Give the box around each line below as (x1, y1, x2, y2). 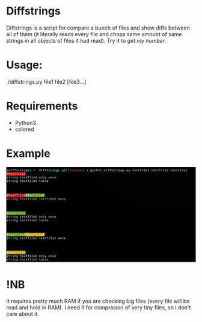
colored (14, 125, 34, 133)
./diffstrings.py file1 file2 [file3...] (6, 78, 87, 85)
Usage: (6, 58, 43, 72)
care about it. (6, 311, 39, 318)
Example (6, 147, 50, 160)
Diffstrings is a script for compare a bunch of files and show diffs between (6, 24, 191, 31)
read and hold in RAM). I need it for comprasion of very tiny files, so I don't (6, 304, 191, 311)
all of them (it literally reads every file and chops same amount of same (6, 30, 182, 37)
